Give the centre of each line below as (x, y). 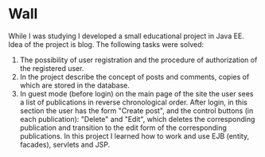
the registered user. (52, 68)
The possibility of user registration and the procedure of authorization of (138, 60)
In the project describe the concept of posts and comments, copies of (134, 77)
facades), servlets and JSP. (65, 144)
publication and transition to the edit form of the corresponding (123, 128)
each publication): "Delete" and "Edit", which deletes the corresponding (137, 119)
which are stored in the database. (74, 85)
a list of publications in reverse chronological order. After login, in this (134, 102)
